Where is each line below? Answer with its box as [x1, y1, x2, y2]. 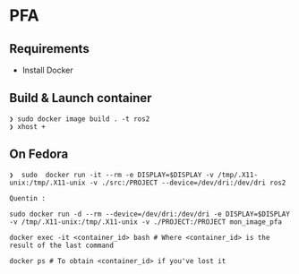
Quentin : [9, 193, 47, 202]
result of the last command [9, 241, 115, 250]
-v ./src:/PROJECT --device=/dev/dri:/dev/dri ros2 [89, 178, 286, 187]
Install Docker [21, 64, 73, 75]
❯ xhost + [9, 122, 47, 131]
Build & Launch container [9, 90, 152, 106]
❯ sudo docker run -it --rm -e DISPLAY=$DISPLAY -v [9, 170, 215, 179]
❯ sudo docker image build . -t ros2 [9, 114, 150, 124]
